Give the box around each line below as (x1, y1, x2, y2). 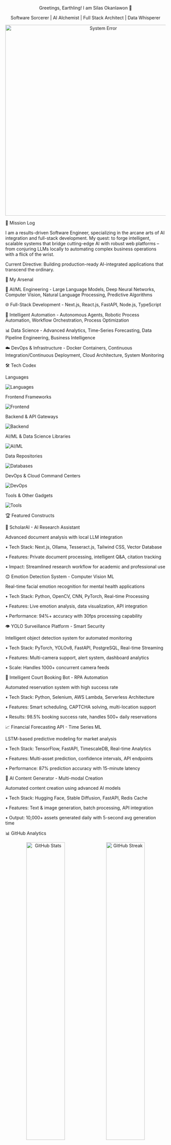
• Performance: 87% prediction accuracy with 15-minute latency (5, 765, 140, 771)
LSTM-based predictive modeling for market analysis (5, 736, 117, 741)
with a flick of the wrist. (5, 251, 54, 257)
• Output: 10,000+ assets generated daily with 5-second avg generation (5, 815, 156, 820)
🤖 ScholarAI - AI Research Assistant (5, 524, 80, 530)
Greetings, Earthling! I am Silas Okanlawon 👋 (39, 5, 132, 11)
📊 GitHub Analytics (5, 830, 47, 836)
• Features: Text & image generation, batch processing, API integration (5, 805, 154, 811)
